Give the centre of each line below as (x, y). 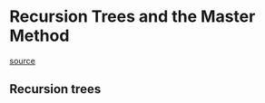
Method (39, 36)
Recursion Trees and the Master (132, 17)
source (23, 61)
